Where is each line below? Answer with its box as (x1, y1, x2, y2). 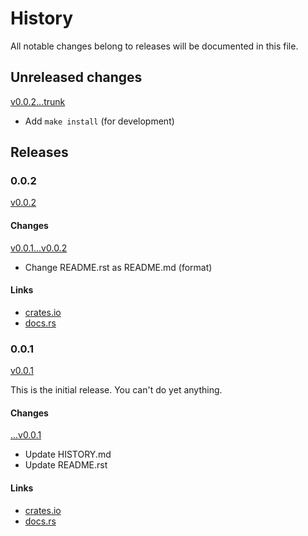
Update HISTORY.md (24, 448, 112, 461)
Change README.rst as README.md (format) (24, 261, 213, 273)
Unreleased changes (10, 69, 143, 86)
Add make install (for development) (24, 115, 175, 127)
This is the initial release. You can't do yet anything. (10, 384, 223, 396)
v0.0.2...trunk (10, 95, 66, 107)
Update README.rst (24, 459, 108, 471)
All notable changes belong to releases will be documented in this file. (10, 40, 299, 52)
